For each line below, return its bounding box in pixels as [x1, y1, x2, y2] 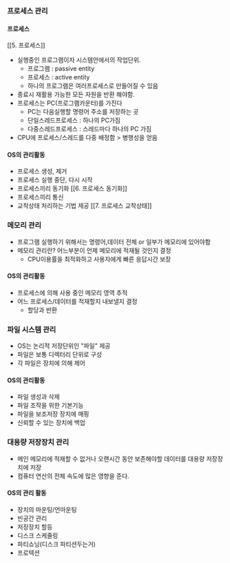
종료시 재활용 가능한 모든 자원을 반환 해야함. [17, 90, 136, 99]
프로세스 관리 [7, 6, 48, 15]
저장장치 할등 [17, 522, 53, 531]
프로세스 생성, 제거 [17, 167, 67, 175]
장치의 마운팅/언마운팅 [17, 505, 77, 513]
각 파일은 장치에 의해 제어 [17, 359, 86, 367]
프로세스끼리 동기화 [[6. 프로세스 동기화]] [17, 184, 127, 192]
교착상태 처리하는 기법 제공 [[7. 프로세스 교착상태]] [17, 201, 152, 210]
